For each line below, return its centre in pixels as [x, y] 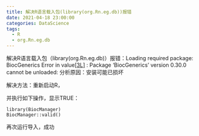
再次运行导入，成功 [30, 127]
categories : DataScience [38, 23]
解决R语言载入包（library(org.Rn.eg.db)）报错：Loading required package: [100, 58]
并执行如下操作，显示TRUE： [43, 98]
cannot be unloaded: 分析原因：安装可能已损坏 [65, 72]
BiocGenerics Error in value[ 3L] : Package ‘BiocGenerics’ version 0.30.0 [96, 65]
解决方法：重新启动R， [35, 85]
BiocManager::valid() [34, 115]
